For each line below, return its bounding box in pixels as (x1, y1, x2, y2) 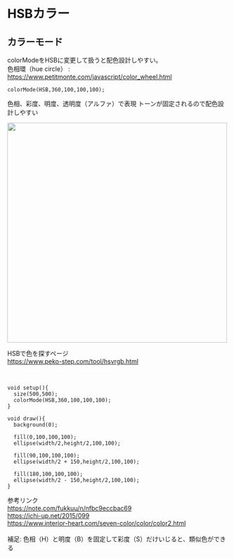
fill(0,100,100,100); (13, 433, 77, 440)
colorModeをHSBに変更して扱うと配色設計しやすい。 (7, 56, 162, 64)
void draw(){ (7, 415, 46, 422)
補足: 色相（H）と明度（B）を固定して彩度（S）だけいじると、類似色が (7, 535, 214, 543)
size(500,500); (13, 391, 58, 398)
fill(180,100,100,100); (13, 471, 83, 478)
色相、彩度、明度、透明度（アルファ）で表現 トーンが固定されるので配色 (7, 99, 219, 108)
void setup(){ (7, 384, 49, 391)
